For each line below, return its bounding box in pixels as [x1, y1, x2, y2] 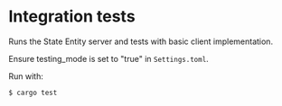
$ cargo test [8, 88, 58, 97]
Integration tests [8, 6, 136, 27]
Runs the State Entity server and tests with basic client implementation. [8, 36, 273, 47]
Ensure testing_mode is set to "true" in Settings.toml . [8, 53, 209, 64]
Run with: [8, 70, 44, 82]
